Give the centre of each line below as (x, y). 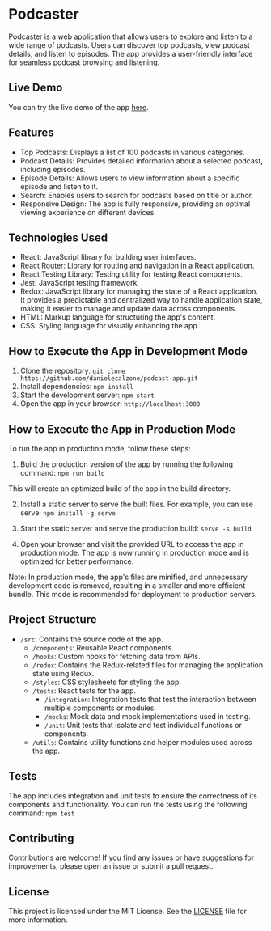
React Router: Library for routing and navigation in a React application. (137, 266)
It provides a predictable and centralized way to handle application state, (141, 300)
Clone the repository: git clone (72, 371)
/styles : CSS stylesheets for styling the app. (107, 682)
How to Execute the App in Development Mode (128, 351)
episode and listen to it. (59, 186)
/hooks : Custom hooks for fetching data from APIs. (116, 656)
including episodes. (53, 169)
